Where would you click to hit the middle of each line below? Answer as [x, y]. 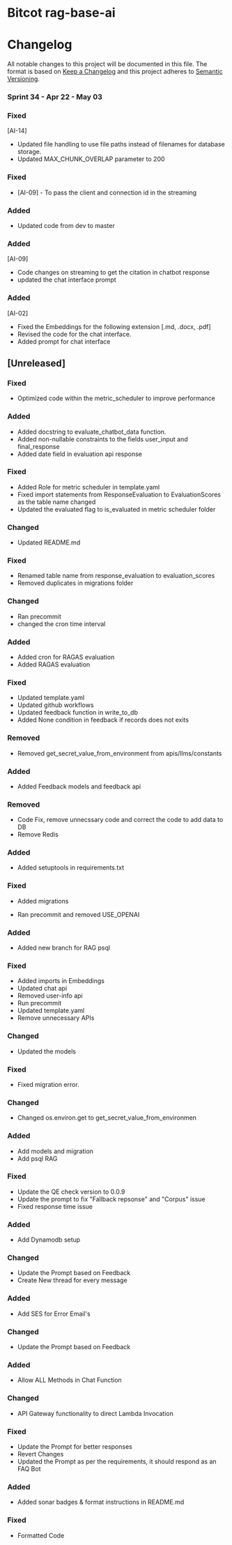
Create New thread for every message [72, 1280]
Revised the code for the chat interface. [74, 334]
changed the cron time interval [61, 624]
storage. [29, 152]
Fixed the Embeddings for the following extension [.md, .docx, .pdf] [114, 326]
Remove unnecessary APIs [56, 1018]
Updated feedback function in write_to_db [77, 713]
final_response [39, 446]
